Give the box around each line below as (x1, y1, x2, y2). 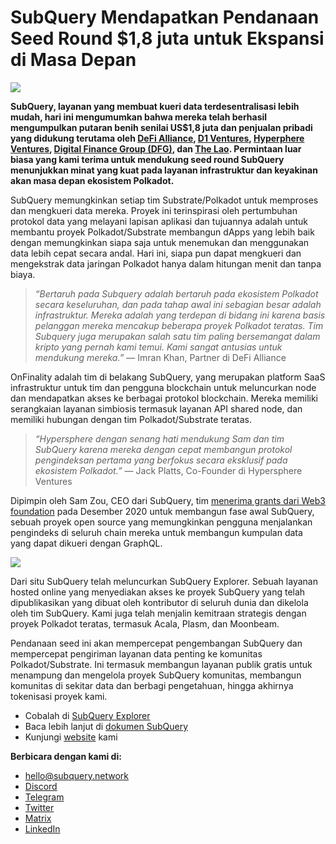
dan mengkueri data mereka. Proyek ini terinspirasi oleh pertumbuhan (10, 204, 298, 216)
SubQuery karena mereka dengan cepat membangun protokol (34, 443, 293, 455)
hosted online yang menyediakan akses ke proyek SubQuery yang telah (10, 586, 306, 598)
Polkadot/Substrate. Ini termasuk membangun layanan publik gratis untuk (10, 658, 313, 670)
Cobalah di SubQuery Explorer (24, 709, 151, 721)
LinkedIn (24, 822, 61, 835)
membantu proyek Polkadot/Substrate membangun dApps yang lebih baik (10, 226, 315, 238)
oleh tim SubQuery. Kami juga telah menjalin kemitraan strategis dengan (10, 607, 307, 619)
